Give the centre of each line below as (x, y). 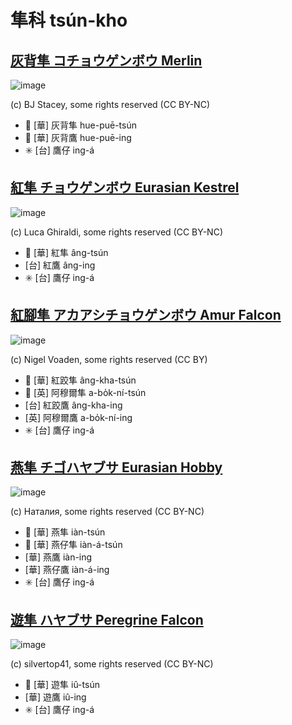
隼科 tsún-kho (69, 20)
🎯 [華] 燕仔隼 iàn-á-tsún (73, 545)
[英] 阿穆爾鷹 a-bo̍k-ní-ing (78, 417)
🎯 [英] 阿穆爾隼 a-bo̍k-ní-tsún (85, 392)
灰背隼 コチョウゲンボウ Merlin (106, 60)
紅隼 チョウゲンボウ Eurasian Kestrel (125, 187)
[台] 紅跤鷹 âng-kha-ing (73, 405)
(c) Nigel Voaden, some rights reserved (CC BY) (109, 359)
